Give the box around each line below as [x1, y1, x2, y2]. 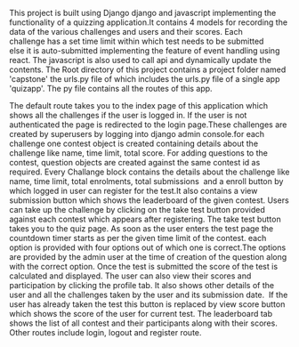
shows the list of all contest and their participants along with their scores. [9, 318, 278, 328]
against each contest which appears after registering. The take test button [9, 214, 282, 224]
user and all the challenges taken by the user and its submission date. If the [9, 289, 288, 300]
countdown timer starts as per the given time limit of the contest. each [9, 233, 267, 243]
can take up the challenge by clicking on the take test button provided [9, 205, 265, 214]
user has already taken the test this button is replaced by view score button [9, 299, 286, 310]
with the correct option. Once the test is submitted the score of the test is [9, 262, 279, 271]
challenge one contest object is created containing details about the [9, 138, 259, 149]
